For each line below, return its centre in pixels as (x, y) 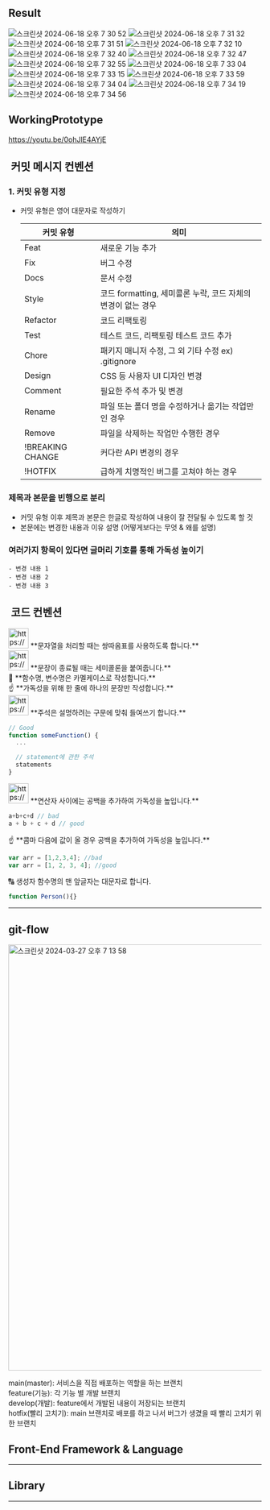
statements (34, 765)
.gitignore (118, 362)
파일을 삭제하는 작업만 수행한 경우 (160, 434)
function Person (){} (43, 897)
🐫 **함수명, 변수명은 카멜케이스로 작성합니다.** (82, 678)
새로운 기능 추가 (128, 248)
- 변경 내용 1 (29, 568)
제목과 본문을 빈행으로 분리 (57, 498)
